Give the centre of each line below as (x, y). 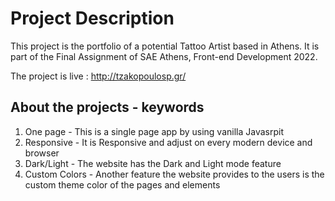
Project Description (92, 18)
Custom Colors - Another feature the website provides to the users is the (174, 174)
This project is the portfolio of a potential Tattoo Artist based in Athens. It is (165, 46)
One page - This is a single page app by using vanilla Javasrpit (154, 131)
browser (42, 153)
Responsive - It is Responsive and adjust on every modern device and (168, 142)
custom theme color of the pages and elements (122, 184)
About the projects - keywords (107, 107)
